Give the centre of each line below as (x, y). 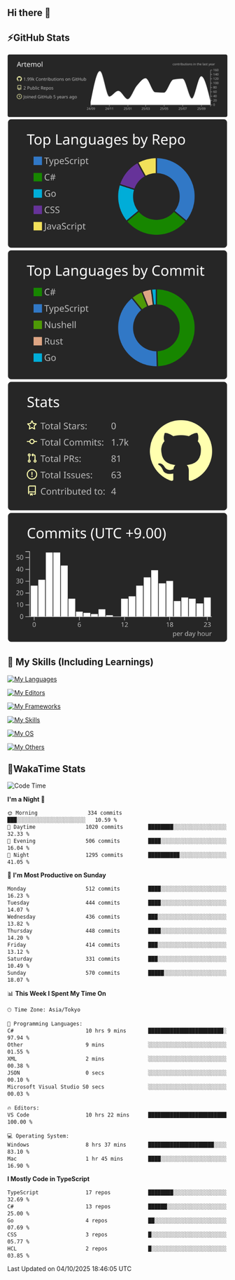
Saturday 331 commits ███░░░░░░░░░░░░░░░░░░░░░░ (117, 959)
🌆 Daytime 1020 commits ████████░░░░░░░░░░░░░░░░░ (117, 827)
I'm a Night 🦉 (26, 800)
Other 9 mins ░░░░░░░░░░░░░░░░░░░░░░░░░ (117, 1045)
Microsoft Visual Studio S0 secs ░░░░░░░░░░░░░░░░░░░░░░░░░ (117, 1087)
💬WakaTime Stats (47, 769)
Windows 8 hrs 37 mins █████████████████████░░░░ (117, 1145)
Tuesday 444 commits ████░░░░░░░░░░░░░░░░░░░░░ (117, 903)
